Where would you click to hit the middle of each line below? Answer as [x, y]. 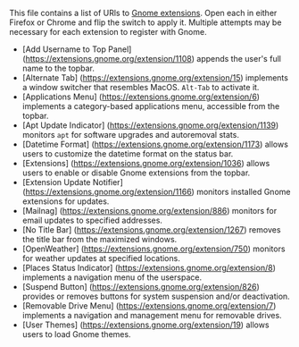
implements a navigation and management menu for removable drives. [152, 315]
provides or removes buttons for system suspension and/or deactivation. [156, 296]
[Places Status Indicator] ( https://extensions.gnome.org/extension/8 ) [149, 268]
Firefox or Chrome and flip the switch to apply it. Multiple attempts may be [145, 22]
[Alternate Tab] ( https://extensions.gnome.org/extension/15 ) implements [155, 78]
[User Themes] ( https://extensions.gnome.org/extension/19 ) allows [145, 325]
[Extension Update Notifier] [72, 182]
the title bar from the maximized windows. [100, 239]
